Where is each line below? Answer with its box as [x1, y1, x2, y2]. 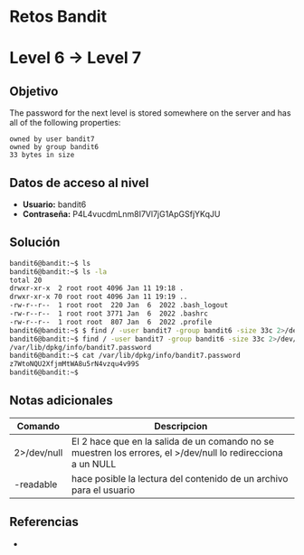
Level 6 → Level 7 [9, 48, 142, 69]
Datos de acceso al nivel [9, 174, 149, 191]
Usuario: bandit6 [22, 199, 87, 210]
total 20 [9, 276, 43, 285]
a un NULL [71, 457, 117, 470]
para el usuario [71, 484, 136, 496]
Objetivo [9, 83, 59, 99]
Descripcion [153, 419, 208, 432]
